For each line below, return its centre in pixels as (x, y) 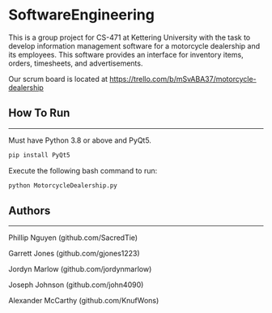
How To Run (39, 113)
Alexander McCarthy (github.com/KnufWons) (84, 301)
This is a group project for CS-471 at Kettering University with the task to (130, 37)
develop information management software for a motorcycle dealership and (134, 45)
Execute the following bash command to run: (83, 170)
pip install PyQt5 (39, 155)
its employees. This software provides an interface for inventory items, (126, 54)
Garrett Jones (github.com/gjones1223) (74, 254)
